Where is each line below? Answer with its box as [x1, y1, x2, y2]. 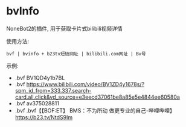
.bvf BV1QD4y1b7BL [14, 74, 65, 81]
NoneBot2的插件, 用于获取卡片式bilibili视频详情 [6, 25, 123, 32]
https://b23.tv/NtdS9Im [14, 113, 73, 121]
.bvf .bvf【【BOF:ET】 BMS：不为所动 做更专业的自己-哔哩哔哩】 [14, 107, 175, 114]
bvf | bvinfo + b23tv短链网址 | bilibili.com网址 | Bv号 [6, 51, 146, 57]
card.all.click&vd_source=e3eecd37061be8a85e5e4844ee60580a [14, 93, 180, 101]
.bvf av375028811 [14, 99, 59, 107]
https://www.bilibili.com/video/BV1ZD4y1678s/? [26, 80, 145, 88]
